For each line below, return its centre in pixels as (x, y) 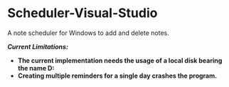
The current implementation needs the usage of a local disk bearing (120, 60)
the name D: (36, 68)
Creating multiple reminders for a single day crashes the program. (117, 76)
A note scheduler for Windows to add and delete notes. (88, 33)
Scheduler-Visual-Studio (82, 13)
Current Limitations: (38, 46)
